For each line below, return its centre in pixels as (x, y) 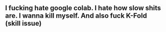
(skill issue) (23, 23)
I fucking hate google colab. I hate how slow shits (83, 8)
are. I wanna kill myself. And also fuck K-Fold (76, 16)
